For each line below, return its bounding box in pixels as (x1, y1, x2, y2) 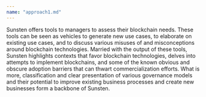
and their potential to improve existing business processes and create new (6, 78, 194, 85)
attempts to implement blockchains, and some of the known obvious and (6, 58, 190, 66)
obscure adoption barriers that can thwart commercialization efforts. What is (6, 65, 200, 72)
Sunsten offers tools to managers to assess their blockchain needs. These (6, 26, 194, 33)
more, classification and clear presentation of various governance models (6, 71, 193, 79)
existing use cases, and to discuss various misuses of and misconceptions (6, 39, 195, 46)
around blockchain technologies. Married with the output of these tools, (6, 45, 188, 53)
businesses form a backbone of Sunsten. (6, 84, 110, 92)
